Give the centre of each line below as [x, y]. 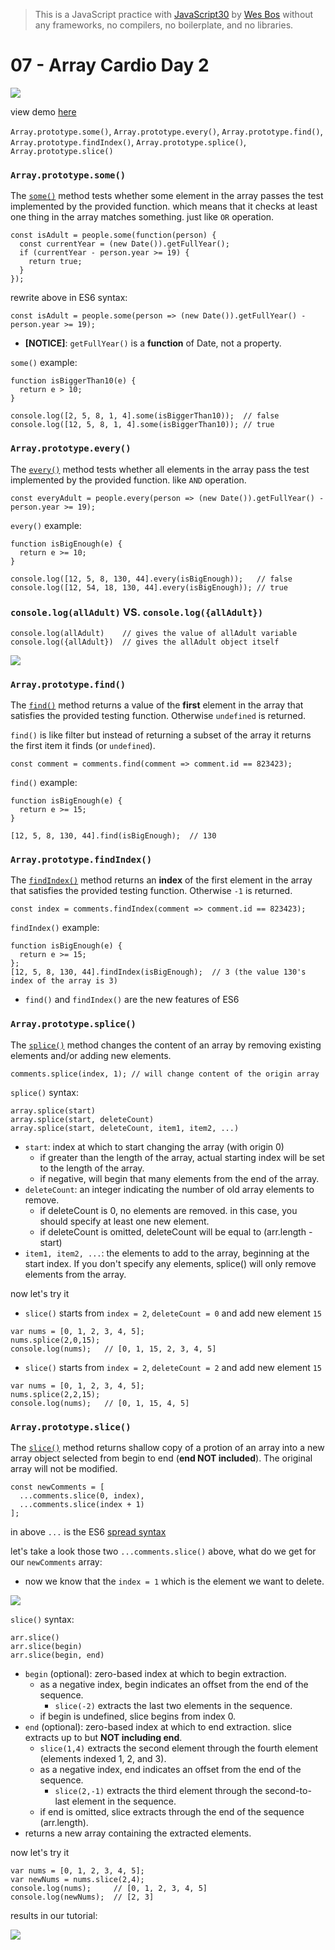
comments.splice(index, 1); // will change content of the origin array [165, 1074]
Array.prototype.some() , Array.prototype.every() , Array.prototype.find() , [166, 131]
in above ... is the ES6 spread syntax [88, 1532]
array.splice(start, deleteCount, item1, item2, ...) [125, 1128]
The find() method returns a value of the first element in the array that [157, 705]
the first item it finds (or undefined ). [83, 746]
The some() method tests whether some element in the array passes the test [167, 196]
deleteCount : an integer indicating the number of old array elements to [169, 1189]
